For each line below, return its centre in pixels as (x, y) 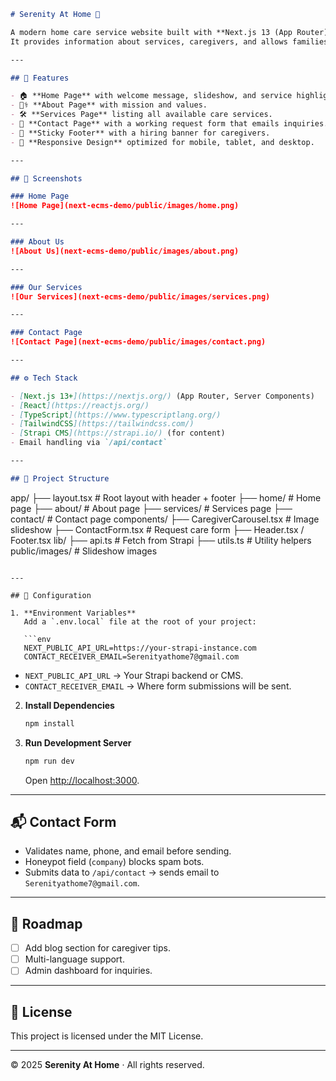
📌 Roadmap (46, 923)
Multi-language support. (74, 959)
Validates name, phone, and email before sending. (128, 851)
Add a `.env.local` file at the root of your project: (140, 621)
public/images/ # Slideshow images (84, 551)
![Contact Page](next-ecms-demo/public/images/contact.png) (138, 342)
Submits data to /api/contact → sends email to (122, 872)
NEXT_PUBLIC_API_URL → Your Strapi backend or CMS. (134, 675)
